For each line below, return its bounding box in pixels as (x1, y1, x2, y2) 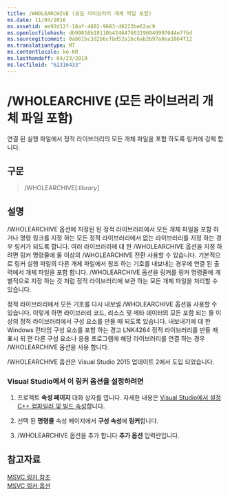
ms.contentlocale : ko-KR (7, 49, 79, 56)
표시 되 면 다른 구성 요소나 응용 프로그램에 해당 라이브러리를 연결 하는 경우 (7, 335, 205, 343)
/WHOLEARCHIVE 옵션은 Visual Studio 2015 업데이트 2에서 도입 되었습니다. (7, 358, 215, 366)
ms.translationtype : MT (7, 42, 76, 49)
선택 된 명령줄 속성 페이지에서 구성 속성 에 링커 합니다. (17, 417, 159, 425)
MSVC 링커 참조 (7, 473, 51, 482)
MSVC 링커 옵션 (7, 482, 51, 490)
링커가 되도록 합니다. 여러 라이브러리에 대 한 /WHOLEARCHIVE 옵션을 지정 (14, 242, 216, 251)
